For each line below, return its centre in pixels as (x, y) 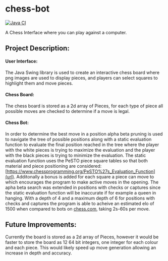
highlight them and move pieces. (39, 83)
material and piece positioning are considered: (53, 166)
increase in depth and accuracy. (39, 253)
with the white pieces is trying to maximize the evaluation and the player (80, 150)
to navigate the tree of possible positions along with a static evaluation (78, 139)
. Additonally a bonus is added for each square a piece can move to (84, 176)
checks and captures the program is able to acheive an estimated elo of (80, 203)
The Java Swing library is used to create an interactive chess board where (82, 72)
